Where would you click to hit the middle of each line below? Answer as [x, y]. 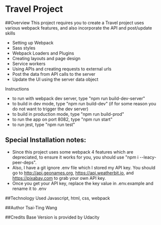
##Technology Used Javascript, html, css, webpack [58, 198]
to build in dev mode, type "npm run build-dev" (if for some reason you [84, 103]
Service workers [29, 64]
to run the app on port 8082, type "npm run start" [62, 119]
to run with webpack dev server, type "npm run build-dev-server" [79, 98]
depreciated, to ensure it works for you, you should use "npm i [75, 157]
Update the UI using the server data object [55, 79]
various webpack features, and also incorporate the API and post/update [79, 28]
